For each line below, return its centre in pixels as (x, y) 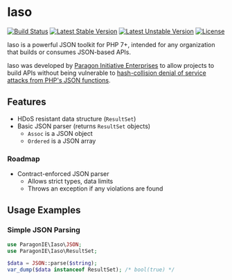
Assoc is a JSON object (60, 133)
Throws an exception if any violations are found (95, 189)
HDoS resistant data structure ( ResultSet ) (77, 119)
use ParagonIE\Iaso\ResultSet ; (52, 251)
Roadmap (24, 159)
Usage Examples (44, 210)
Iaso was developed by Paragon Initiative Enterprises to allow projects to (111, 65)
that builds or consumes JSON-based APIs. (69, 52)
